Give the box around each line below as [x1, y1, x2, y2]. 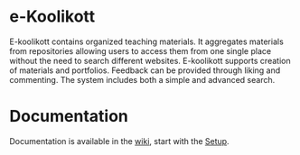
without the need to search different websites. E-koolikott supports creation [9, 55, 291, 66]
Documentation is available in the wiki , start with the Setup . [9, 135, 230, 146]
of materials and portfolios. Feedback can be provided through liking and [9, 65, 281, 76]
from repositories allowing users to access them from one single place [9, 45, 272, 56]
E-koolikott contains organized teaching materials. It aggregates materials [9, 36, 285, 47]
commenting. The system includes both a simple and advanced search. [9, 74, 276, 85]
